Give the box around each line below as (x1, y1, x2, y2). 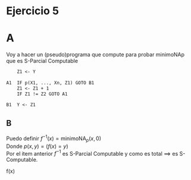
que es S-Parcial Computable (6, 58, 79, 65)
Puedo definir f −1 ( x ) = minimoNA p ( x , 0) (6, 134, 102, 143)
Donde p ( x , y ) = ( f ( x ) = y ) (6, 143, 68, 150)
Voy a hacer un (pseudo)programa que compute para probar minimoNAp (6, 51, 185, 58)
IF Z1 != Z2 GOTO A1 (17, 91, 68, 97)
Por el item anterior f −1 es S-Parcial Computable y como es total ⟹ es (6, 149, 179, 157)
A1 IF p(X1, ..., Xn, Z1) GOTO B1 (6, 80, 95, 86)
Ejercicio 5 (6, 4, 60, 18)
